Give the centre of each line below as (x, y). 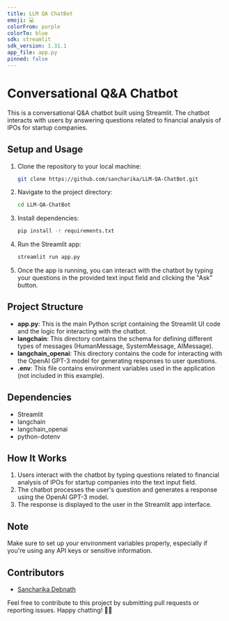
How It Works (37, 458)
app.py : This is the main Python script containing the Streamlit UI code (119, 324)
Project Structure (45, 307)
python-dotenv (39, 437)
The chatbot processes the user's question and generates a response (117, 490)
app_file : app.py (32, 53)
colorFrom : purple (34, 26)
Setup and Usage (45, 149)
